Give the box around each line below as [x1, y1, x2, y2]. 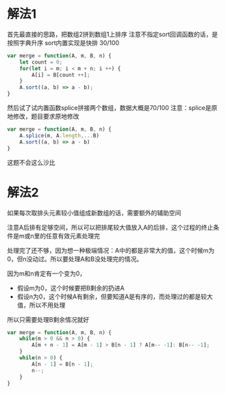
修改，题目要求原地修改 [12, 112, 79, 120]
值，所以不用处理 [16, 301, 66, 309]
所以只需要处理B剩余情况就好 [7, 315, 90, 323]
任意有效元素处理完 [45, 232, 101, 240]
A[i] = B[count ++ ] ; [32, 71, 90, 79]
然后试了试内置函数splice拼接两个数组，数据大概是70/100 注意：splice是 [7, 104, 212, 112]
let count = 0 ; [19, 59, 63, 66]
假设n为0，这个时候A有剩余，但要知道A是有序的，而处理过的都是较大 [16, 292, 214, 301]
